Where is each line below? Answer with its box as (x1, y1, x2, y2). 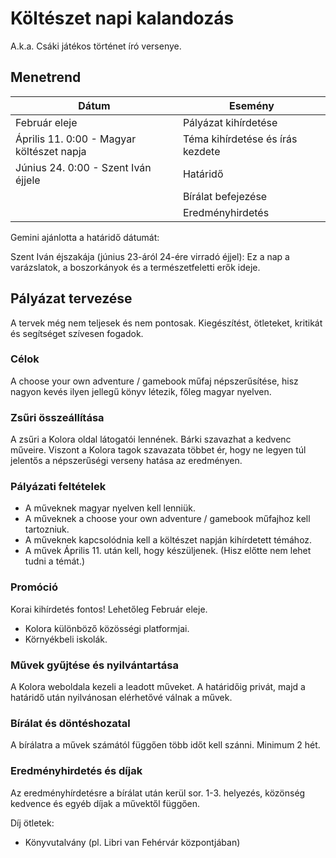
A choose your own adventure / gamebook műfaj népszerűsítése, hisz (10, 375, 299, 387)
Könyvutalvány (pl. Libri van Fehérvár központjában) (24, 836, 241, 848)
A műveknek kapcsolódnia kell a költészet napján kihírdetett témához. (24, 534, 313, 546)
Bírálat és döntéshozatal (10, 716, 131, 730)
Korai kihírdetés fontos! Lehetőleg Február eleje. (10, 603, 208, 615)
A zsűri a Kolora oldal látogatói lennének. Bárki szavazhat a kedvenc (10, 433, 292, 446)
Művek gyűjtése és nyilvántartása (10, 658, 179, 672)
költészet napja (15, 144, 87, 158)
